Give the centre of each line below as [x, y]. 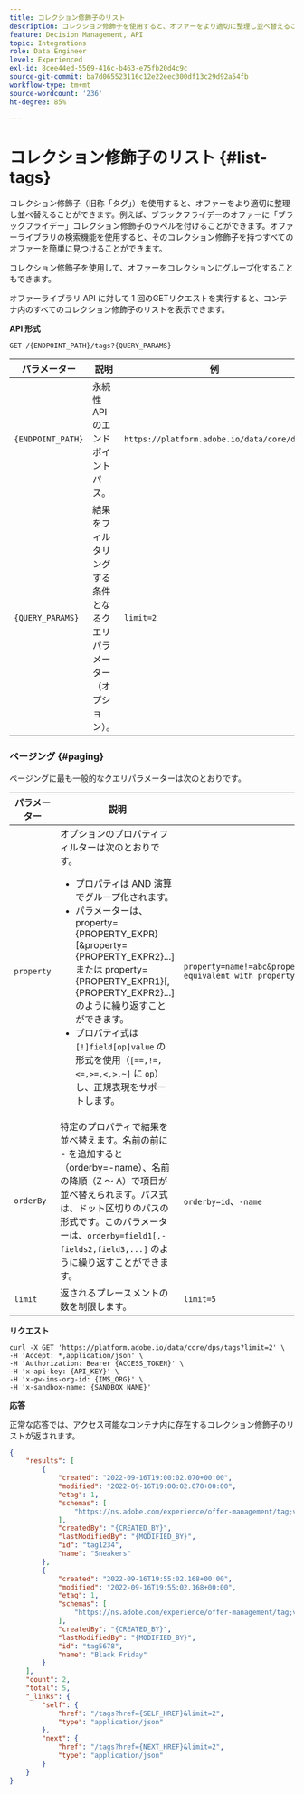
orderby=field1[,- [127, 1235]
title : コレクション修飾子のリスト [67, 18]
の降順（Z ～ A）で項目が [114, 1181]
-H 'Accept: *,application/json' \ [76, 1355]
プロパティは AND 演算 [123, 883]
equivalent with [218, 975]
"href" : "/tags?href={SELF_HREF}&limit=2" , [141, 1713]
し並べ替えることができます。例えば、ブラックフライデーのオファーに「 [144, 214]
